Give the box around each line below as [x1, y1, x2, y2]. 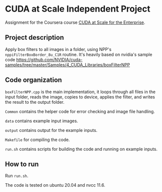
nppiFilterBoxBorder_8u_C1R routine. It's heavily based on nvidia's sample [5, 51, 152, 57]
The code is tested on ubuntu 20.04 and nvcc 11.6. [5, 182, 105, 188]
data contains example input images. [5, 118, 78, 124]
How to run [5, 160, 39, 168]
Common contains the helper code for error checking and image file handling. [5, 108, 155, 114]
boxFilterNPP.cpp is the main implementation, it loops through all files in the [5, 89, 156, 95]
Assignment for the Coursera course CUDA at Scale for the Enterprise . [5, 19, 146, 25]
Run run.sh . [5, 173, 29, 179]
